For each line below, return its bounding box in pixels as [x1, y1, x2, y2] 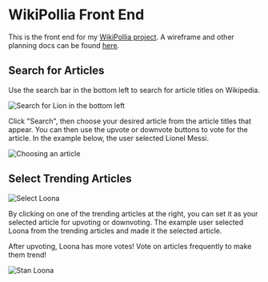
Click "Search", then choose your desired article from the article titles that [8, 116, 252, 126]
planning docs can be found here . [8, 40, 120, 50]
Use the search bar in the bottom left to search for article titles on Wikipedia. [8, 85, 261, 95]
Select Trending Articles [8, 172, 132, 186]
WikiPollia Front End [8, 6, 145, 24]
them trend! [8, 250, 46, 260]
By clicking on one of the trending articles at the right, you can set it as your [8, 208, 258, 218]
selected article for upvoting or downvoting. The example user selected [8, 217, 244, 227]
